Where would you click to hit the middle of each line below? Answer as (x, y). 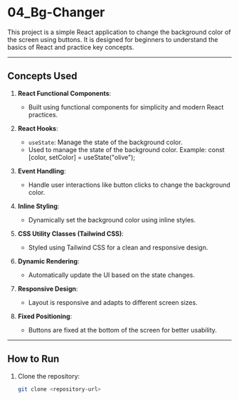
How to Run (33, 359)
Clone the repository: (49, 376)
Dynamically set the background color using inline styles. (112, 220)
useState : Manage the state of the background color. (105, 142)
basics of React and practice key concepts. (71, 47)
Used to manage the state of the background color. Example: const (127, 149)
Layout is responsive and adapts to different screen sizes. (113, 302)
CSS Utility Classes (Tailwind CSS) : (71, 233)
